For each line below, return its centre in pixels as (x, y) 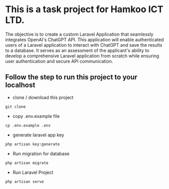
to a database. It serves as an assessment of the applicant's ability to (77, 50)
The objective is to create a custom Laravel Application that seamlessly (79, 34)
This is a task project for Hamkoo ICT (84, 9)
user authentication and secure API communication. (59, 61)
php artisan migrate (27, 163)
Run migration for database (41, 153)
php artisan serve (25, 181)
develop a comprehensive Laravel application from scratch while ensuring (82, 56)
